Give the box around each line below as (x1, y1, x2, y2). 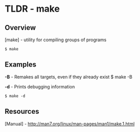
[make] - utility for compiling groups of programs (5, 37, 107, 43)
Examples (5, 60, 36, 69)
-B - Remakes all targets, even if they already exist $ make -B (5, 74, 132, 80)
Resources (5, 107, 39, 116)
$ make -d (5, 93, 26, 98)
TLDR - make (5, 3, 60, 15)
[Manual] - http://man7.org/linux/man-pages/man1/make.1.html (5, 120, 135, 127)
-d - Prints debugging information (5, 83, 75, 89)
